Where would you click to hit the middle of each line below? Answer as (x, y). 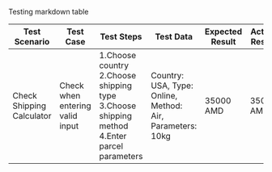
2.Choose (117, 76)
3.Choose (117, 106)
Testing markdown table (49, 12)
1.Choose (117, 55)
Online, (164, 96)
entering (75, 106)
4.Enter (113, 136)
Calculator (32, 116)
